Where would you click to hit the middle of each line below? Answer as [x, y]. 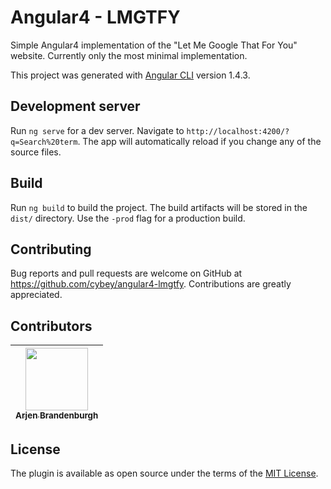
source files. [36, 152]
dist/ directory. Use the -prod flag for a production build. [128, 218]
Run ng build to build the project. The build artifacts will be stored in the [159, 207]
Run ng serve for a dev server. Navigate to [97, 130]
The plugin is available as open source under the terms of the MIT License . [164, 473]
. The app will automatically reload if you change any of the [199, 141]
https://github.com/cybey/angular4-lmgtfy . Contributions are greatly [151, 284]
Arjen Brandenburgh [57, 415]
